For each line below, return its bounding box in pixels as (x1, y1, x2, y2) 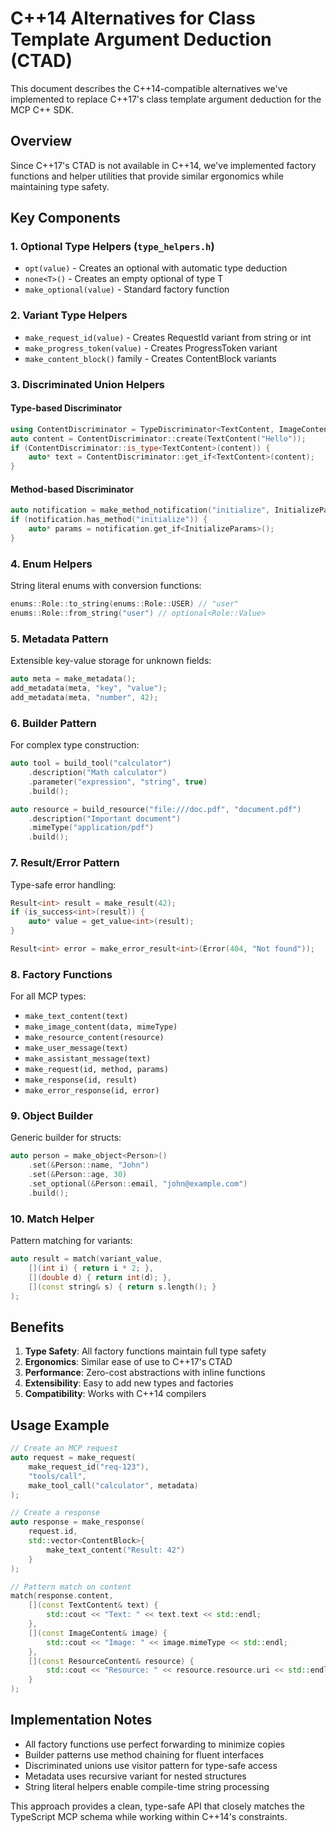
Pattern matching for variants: (10, 1235, 133, 1247)
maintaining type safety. (10, 180, 110, 192)
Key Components (10, 210, 121, 227)
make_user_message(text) (24, 1043, 129, 1054)
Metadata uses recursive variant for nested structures (24, 1770, 247, 1782)
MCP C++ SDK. (10, 103, 74, 116)
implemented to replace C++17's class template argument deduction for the (10, 93, 322, 105)
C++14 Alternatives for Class (10, 7, 256, 30)
